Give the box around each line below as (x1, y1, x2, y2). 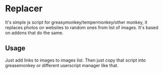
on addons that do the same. (5, 30, 64, 36)
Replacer (5, 3, 43, 14)
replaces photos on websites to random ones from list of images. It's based (5, 24, 159, 30)
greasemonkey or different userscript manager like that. (5, 62, 119, 68)
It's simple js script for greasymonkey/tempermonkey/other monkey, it (5, 19, 148, 25)
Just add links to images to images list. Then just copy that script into (5, 57, 146, 63)
